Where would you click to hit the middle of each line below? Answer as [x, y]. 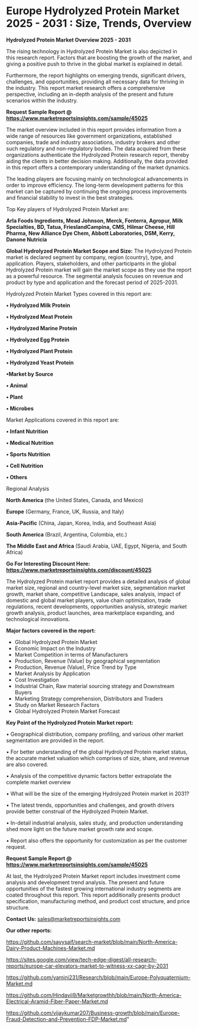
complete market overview [38, 782]
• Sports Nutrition [28, 454]
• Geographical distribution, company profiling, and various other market [95, 734]
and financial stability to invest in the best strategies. [70, 198]
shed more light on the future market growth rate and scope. [80, 829]
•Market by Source [30, 374]
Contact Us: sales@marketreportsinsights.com [64, 919]
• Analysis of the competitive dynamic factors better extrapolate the [89, 775]
